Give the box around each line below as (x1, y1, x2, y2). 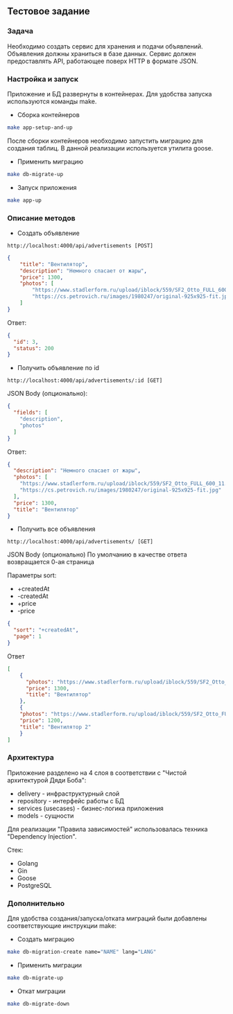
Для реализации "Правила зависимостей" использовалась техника (7, 825, 208, 833)
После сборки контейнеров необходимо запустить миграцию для (7, 137, 203, 145)
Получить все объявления (17, 525, 96, 533)
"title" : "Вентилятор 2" (19, 724, 92, 731)
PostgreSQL (17, 881, 52, 889)
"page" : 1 (13, 633, 42, 640)
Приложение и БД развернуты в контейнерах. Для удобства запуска (7, 89, 212, 98)
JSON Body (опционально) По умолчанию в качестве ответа (7, 550, 187, 559)
